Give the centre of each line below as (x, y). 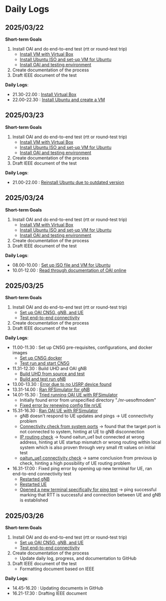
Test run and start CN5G (45, 363)
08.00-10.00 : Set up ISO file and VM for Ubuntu (61, 265)
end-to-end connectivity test (42, 474)
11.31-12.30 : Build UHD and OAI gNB (50, 369)
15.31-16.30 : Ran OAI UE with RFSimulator (55, 411)
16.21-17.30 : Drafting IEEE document (50, 594)
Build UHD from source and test (52, 374)
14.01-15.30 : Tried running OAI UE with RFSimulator (65, 395)
